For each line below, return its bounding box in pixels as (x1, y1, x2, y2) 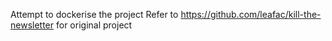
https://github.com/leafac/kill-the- (180, 9, 322, 20)
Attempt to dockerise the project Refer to (10, 9, 179, 20)
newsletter (10, 19, 55, 31)
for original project (55, 19, 133, 31)
